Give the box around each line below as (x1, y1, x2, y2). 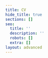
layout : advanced (5, 45, 42, 50)
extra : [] (10, 40, 31, 45)
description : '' (10, 31, 44, 36)
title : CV (5, 7, 27, 13)
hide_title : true (5, 12, 42, 17)
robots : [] (10, 36, 33, 41)
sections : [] (5, 17, 33, 22)
